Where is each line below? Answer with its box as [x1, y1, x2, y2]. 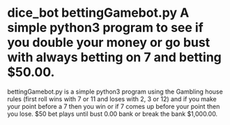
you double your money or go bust [7, 35, 210, 50]
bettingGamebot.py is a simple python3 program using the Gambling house [7, 87, 223, 96]
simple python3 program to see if [7, 20, 204, 36]
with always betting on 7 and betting [7, 50, 222, 66]
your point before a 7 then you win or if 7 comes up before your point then [7, 102, 220, 110]
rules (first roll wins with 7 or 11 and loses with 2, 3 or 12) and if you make [7, 94, 217, 103]
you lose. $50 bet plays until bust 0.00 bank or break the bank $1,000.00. [7, 110, 218, 118]
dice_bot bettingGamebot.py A [7, 5, 190, 21]
